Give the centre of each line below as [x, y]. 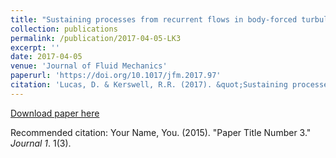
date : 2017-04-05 [46, 57]
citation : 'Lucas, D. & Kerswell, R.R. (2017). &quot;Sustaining [149, 85]
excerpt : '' [35, 47]
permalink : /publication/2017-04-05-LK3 [96, 38]
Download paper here [55, 113]
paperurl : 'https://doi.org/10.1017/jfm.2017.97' [116, 76]
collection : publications [64, 29]
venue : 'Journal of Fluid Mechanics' [89, 66]
